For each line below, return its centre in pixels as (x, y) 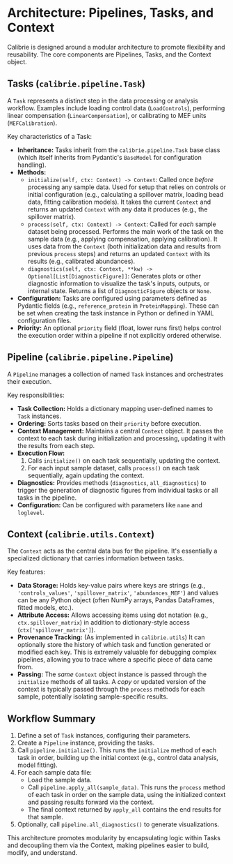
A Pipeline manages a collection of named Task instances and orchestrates (115, 374)
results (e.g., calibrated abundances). (81, 261)
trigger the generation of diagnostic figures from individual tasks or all (118, 490)
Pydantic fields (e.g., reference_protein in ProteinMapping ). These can (118, 306)
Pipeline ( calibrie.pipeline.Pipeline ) (90, 357)
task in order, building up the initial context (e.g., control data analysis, (118, 758)
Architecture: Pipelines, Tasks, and (111, 13)
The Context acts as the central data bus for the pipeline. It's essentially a (112, 551)
